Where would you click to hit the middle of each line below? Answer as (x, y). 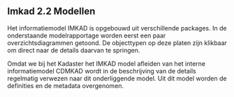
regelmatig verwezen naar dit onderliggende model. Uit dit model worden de (117, 78)
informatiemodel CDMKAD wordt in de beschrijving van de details (102, 71)
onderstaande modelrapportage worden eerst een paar (87, 35)
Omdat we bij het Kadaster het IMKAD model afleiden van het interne (107, 63)
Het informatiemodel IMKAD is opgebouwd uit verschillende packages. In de (117, 28)
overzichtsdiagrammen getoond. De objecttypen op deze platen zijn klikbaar (117, 43)
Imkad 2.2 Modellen (51, 11)
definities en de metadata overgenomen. (66, 85)
